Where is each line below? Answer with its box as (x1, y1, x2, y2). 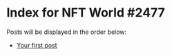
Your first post (16, 41, 57, 49)
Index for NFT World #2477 (6, 5, 165, 21)
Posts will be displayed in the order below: (6, 28, 127, 36)
